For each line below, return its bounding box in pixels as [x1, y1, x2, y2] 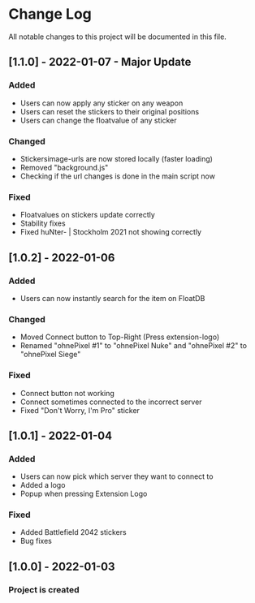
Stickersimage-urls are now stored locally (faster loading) [19, 153, 214, 163]
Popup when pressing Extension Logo [19, 489, 148, 499]
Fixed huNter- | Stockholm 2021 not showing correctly [19, 227, 201, 237]
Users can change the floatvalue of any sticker [19, 115, 177, 125]
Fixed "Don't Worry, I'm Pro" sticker [19, 405, 140, 415]
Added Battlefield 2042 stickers [19, 528, 127, 537]
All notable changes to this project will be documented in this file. [8, 32, 227, 41]
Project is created [8, 584, 80, 595]
